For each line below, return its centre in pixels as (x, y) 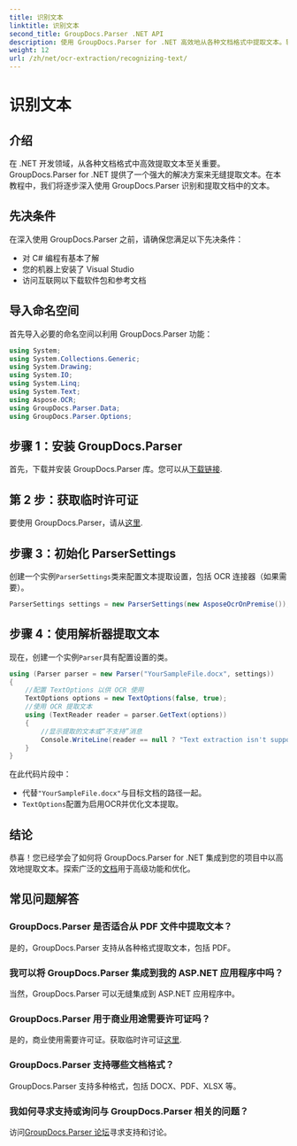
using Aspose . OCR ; (43, 399)
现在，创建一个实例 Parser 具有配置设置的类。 (91, 657)
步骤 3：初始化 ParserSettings (93, 553)
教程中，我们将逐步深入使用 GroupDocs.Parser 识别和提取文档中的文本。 (142, 186)
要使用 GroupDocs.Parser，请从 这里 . (76, 523)
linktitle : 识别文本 (44, 26)
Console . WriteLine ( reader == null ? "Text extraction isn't (154, 739)
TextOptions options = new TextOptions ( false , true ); (126, 699)
